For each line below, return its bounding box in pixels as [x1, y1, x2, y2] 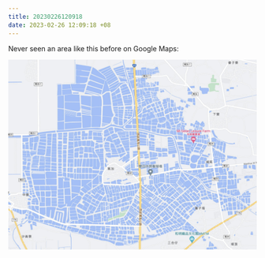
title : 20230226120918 [8, 13, 83, 21]
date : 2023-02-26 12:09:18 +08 [8, 21, 111, 29]
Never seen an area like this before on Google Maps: [8, 43, 179, 53]
